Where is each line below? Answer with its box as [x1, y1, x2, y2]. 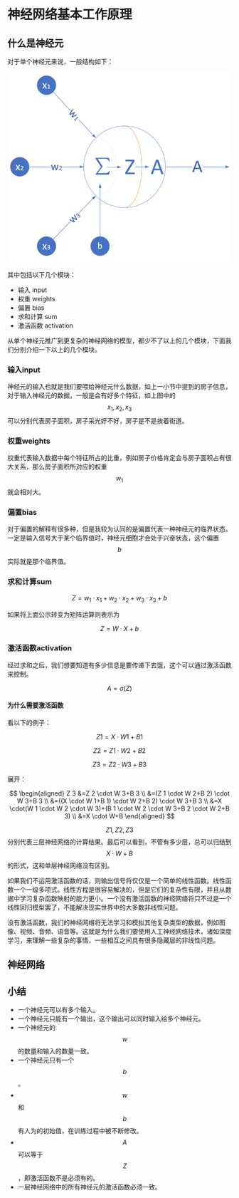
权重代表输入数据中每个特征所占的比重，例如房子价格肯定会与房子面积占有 [7, 454, 225, 462]
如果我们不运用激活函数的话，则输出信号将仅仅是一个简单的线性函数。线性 [7, 877, 225, 885]
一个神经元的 [17, 1023, 55, 1032]
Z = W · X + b [100, 624, 139, 632]
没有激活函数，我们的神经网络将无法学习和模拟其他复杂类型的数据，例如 [7, 918, 219, 927]
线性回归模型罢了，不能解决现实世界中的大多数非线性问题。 [7, 903, 182, 912]
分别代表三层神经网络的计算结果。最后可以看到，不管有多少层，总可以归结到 [7, 838, 232, 846]
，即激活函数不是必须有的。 [17, 1174, 100, 1182]
